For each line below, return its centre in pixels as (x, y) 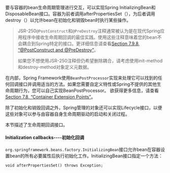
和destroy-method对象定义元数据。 (55, 67)
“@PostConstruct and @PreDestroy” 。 (58, 50)
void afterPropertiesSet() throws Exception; (54, 166)
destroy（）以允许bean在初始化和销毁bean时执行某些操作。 (68, 20)
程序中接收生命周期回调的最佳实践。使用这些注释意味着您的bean (90, 37)
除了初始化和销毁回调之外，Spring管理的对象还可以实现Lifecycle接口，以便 (84, 108)
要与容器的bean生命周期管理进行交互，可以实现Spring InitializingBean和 (80, 7)
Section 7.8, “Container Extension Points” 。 (50, 97)
